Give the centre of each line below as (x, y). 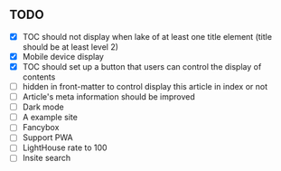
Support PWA (48, 138)
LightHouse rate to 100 (65, 147)
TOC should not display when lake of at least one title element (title (147, 36)
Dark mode (43, 107)
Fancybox (41, 128)
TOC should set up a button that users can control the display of (142, 66)
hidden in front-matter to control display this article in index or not (145, 86)
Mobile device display (63, 56)
